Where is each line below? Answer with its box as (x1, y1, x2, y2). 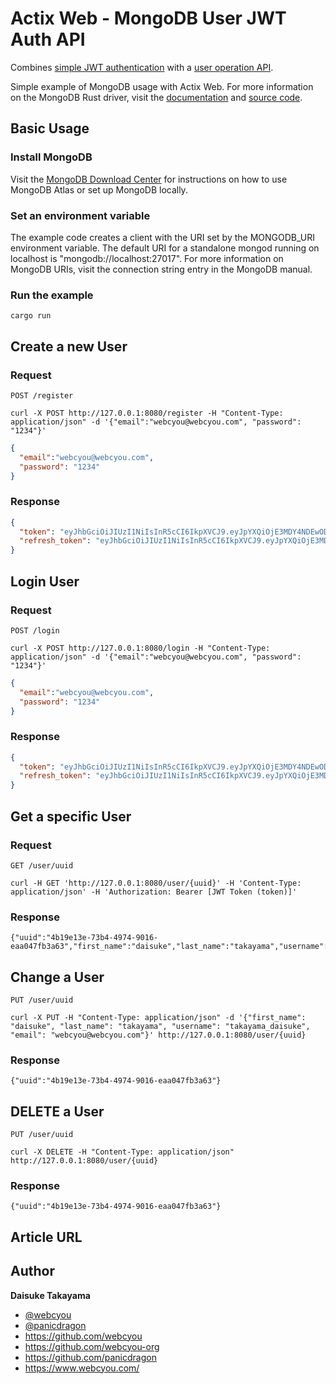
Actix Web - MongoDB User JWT (10, 7, 287, 30)
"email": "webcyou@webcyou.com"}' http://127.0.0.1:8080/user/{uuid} (10, 1030, 307, 1040)
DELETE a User (10, 1103, 105, 1120)
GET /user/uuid (10, 860, 74, 871)
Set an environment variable (10, 208, 151, 222)
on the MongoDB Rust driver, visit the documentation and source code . (10, 91, 303, 103)
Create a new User (10, 338, 128, 355)
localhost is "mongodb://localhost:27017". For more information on (10, 252, 284, 264)
